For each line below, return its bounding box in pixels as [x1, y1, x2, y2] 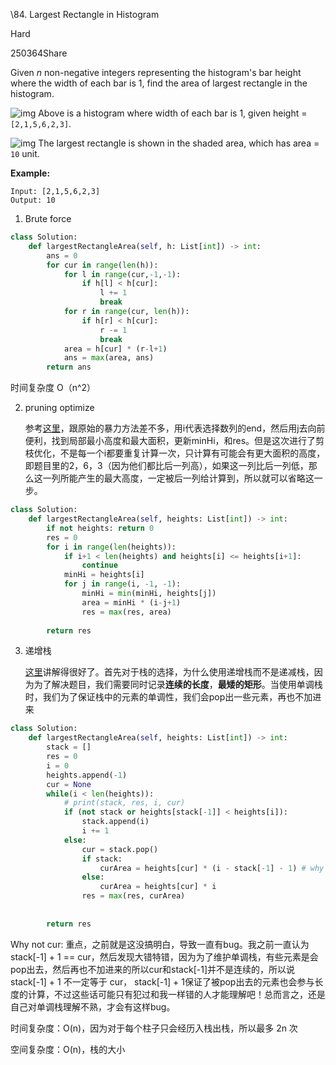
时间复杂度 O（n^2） [10, 382, 97, 394]
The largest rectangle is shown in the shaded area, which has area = [38, 137, 320, 149]
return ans [46, 362, 92, 373]
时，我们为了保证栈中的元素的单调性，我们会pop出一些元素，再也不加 [24, 691, 313, 703]
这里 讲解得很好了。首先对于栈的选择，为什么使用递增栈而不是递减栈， [24, 666, 315, 678]
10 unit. [10, 148, 40, 159]
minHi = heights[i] [63, 570, 145, 580]
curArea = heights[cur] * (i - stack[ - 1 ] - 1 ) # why [99, 863, 325, 873]
